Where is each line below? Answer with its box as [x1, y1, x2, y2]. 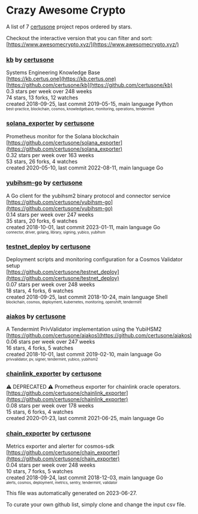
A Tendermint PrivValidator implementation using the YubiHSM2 [6, 326, 162, 333]
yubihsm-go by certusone [6, 178, 83, 187]
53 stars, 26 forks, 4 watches [6, 158, 78, 165]
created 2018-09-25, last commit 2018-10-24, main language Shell [6, 294, 168, 301]
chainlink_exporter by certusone [6, 370, 102, 378]
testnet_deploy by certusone [6, 242, 91, 251]
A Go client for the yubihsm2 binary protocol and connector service [6, 192, 171, 199]
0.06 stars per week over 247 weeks [6, 338, 96, 346]
